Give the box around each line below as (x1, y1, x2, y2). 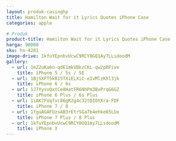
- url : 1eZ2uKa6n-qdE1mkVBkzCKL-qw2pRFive (11, 64, 120, 70)
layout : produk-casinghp (6, 8, 68, 15)
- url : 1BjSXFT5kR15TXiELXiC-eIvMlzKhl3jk (11, 76, 120, 82)
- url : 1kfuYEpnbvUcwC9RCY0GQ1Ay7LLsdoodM (11, 120, 120, 126)
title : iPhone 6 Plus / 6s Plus (17, 92, 98, 98)
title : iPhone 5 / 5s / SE (17, 70, 85, 76)
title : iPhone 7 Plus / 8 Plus (17, 115, 96, 121)
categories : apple (6, 20, 52, 26)
